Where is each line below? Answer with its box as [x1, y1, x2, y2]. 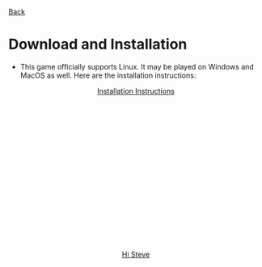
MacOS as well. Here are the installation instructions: [19, 70, 196, 80]
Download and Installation [8, 36, 188, 53]
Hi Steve [121, 249, 150, 259]
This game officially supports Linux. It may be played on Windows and [19, 61, 255, 71]
